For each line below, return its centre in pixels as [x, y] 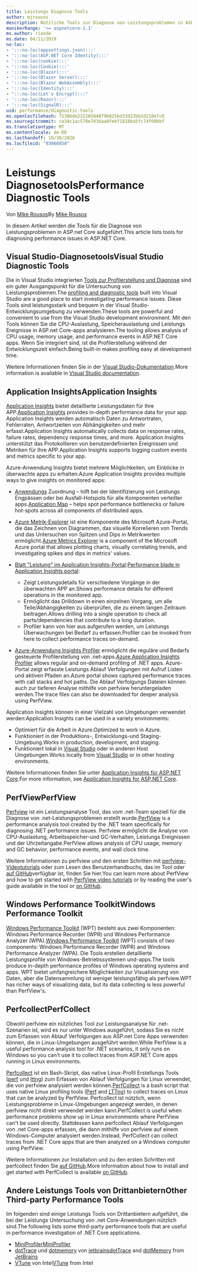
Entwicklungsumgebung [35, 311]
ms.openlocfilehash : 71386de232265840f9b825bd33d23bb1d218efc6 [85, 116]
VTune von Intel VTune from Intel [54, 1263]
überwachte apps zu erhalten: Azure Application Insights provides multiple [96, 474]
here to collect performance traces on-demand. [81, 639]
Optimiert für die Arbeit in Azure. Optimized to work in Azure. [88, 730]
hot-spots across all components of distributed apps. [79, 510]
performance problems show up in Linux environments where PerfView [93, 1117]
